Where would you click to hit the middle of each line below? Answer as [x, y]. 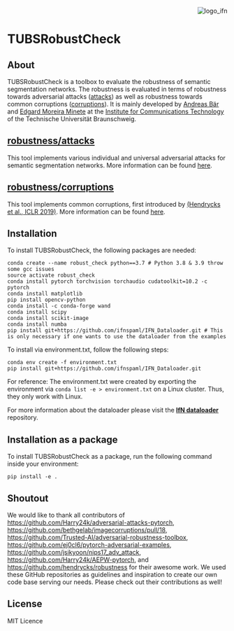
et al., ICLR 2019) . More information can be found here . [86, 212]
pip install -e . [32, 477]
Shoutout [28, 498]
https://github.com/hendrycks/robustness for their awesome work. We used [117, 567]
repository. [23, 417]
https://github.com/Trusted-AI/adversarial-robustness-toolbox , [98, 538]
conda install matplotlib [45, 294]
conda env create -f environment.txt [62, 363]
